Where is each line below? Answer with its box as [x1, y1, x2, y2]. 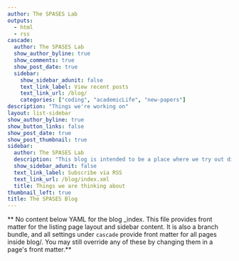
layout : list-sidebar [7, 110, 72, 117]
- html [14, 23, 33, 31]
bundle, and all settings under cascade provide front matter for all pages [7, 230, 217, 239]
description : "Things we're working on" [7, 103, 129, 110]
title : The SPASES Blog [7, 196, 78, 203]
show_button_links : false [7, 122, 84, 130]
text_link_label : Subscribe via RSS [14, 169, 122, 176]
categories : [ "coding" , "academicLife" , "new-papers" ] [20, 97, 186, 104]
